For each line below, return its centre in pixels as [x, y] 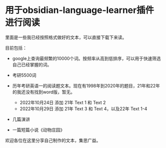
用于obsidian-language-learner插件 [80, 10]
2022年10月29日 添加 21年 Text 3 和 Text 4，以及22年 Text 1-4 [83, 109]
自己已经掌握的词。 [32, 65]
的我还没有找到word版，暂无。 [44, 92]
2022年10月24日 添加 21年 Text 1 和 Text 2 [63, 102]
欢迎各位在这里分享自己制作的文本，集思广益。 [53, 140]
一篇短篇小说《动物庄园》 [38, 130]
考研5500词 [24, 75]
